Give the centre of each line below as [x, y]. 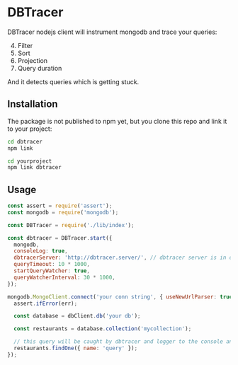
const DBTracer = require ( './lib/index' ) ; [71, 225]
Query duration [40, 68]
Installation [33, 104]
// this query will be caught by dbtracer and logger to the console [118, 342]
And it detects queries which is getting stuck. [73, 81]
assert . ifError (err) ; [46, 303]
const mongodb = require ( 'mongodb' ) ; [63, 212]
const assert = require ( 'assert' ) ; [60, 206]
